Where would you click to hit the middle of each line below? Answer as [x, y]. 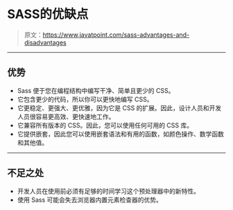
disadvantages [45, 42]
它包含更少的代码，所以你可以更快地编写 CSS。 [85, 99]
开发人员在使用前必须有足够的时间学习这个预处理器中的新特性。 [108, 191]
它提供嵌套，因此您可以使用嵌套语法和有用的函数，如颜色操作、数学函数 [120, 134]
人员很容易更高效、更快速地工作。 [66, 116]
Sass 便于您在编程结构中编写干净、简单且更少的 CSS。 [96, 90]
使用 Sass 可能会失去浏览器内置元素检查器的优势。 [90, 200]
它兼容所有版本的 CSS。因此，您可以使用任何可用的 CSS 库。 [105, 125]
